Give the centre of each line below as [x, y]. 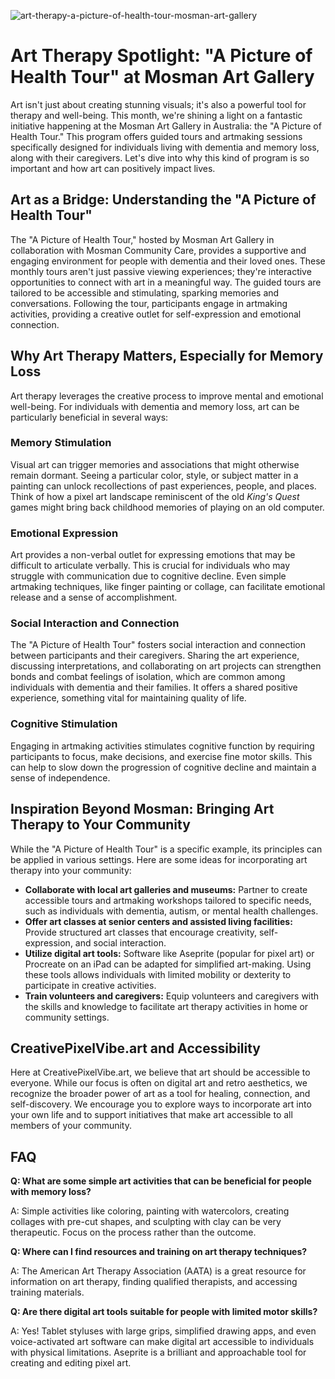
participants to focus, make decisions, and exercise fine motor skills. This [161, 756]
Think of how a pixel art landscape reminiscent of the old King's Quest [155, 496]
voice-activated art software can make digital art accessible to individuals [162, 1342]
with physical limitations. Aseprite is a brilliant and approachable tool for [158, 1352]
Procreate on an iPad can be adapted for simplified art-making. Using [168, 964]
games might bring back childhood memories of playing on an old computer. [167, 507]
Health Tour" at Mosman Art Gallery [162, 77]
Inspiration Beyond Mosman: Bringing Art [142, 809]
